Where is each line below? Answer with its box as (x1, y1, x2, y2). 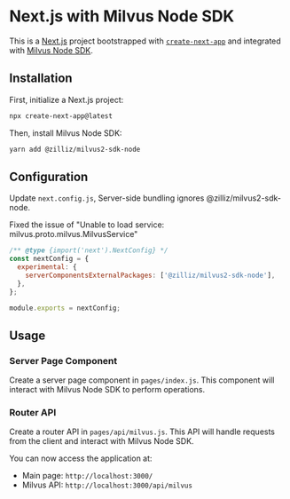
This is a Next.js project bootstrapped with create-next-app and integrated (9, 36, 281, 46)
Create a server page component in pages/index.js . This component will (9, 375, 275, 385)
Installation (9, 71, 73, 86)
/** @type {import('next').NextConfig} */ (9, 246, 169, 255)
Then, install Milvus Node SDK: (9, 127, 122, 139)
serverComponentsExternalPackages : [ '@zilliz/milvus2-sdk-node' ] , (25, 271, 276, 280)
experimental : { (17, 263, 77, 272)
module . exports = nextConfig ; (9, 304, 121, 313)
